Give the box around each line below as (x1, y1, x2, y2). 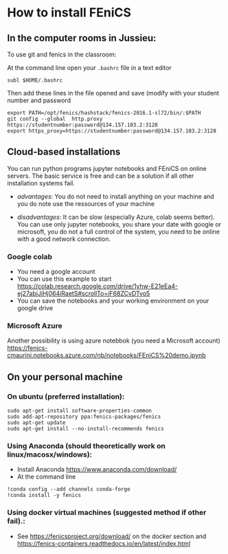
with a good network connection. (16, 235, 111, 243)
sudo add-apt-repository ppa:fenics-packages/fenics (7, 413, 161, 420)
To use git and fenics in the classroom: (7, 50, 117, 58)
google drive (16, 304, 54, 312)
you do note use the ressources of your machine (16, 199, 155, 207)
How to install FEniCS (7, 5, 132, 21)
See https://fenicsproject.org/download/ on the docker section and (16, 532, 207, 540)
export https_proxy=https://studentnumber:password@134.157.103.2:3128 (7, 128, 216, 135)
